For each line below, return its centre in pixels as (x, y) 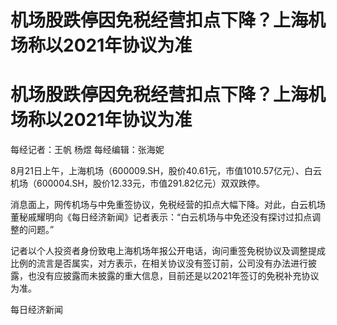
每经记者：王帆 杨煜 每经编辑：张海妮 (87, 150)
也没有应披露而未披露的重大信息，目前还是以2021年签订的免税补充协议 (173, 276)
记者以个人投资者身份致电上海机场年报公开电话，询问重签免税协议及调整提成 (168, 251)
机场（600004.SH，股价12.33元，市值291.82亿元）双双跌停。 (138, 183)
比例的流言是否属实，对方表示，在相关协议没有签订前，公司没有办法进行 (159, 263)
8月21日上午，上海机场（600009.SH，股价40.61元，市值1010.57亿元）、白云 (166, 171)
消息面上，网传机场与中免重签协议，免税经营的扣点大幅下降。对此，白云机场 (168, 205)
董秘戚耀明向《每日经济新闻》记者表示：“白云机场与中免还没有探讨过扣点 (161, 217)
